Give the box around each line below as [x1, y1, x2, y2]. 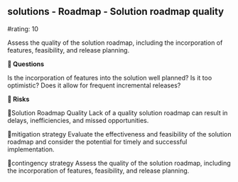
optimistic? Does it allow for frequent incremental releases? [7, 81, 181, 90]
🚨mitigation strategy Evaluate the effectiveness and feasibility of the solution [7, 129, 232, 138]
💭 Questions [7, 60, 45, 68]
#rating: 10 [7, 24, 39, 33]
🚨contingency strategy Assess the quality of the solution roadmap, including [7, 159, 231, 167]
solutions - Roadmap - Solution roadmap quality [7, 6, 225, 18]
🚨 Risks [7, 95, 30, 103]
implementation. [7, 145, 55, 154]
